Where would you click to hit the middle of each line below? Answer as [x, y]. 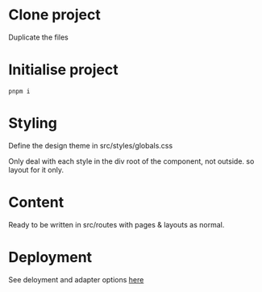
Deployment [50, 257]
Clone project [54, 15]
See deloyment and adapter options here [76, 279]
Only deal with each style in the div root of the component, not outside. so [131, 161]
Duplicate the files [38, 37]
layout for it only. [36, 169]
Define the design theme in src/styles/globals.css [91, 145]
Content [36, 202]
